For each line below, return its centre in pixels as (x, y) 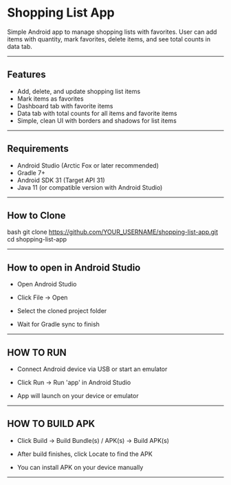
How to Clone (37, 215)
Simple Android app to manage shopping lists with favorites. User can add (112, 32)
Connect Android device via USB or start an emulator (92, 369)
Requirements (38, 149)
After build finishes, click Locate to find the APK (85, 454)
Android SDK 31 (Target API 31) (61, 180)
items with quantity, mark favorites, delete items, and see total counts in (109, 39)
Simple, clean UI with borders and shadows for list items (97, 120)
